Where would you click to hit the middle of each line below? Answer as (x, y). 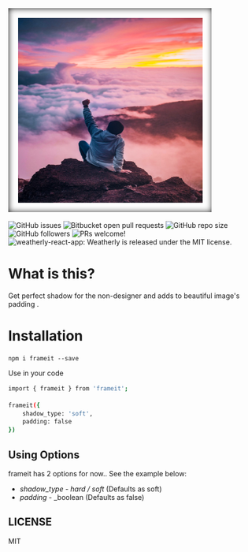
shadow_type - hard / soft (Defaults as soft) (91, 489)
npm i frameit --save (44, 358)
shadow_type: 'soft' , (57, 413)
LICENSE (30, 522)
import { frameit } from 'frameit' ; (68, 388)
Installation (46, 336)
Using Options (44, 455)
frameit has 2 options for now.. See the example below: (98, 473)
